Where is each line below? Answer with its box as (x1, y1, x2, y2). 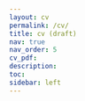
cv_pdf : (9, 54, 38, 62)
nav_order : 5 (9, 46, 58, 54)
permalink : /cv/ (9, 21, 69, 30)
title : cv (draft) (9, 29, 77, 38)
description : (9, 62, 58, 71)
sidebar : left (9, 78, 62, 87)
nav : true (9, 37, 46, 47)
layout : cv (9, 12, 50, 22)
